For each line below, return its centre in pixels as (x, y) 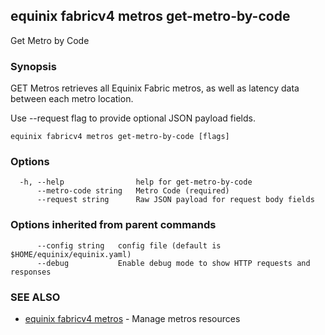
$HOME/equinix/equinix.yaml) (71, 254)
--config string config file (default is (129, 245)
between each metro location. (72, 99)
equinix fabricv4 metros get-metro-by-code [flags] (120, 137)
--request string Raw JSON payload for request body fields (175, 200)
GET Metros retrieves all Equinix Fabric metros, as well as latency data (155, 88)
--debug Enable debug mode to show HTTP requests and (173, 263)
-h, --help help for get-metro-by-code (136, 182)
